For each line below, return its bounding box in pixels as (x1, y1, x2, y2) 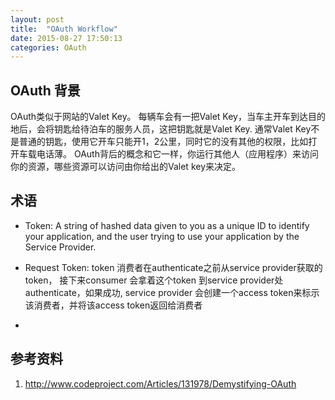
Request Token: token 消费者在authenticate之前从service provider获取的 (24, 261, 323, 273)
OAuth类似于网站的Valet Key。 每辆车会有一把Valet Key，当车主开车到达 (10, 111, 308, 123)
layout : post (10, 14, 65, 25)
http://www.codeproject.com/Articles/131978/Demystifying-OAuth (24, 377, 297, 390)
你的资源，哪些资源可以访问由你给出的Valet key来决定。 (10, 161, 242, 173)
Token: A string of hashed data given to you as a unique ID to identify (24, 219, 310, 231)
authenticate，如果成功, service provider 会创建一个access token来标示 (24, 286, 320, 298)
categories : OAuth (10, 42, 87, 53)
